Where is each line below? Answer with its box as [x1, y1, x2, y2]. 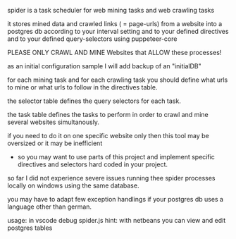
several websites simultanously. [7, 118, 100, 126]
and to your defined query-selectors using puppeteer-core [7, 35, 178, 43]
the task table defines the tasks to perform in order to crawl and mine [7, 111, 209, 118]
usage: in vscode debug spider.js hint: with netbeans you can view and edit [7, 216, 226, 224]
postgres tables [7, 223, 53, 232]
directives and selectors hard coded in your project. [17, 160, 168, 168]
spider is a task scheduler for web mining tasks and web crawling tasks [7, 6, 215, 14]
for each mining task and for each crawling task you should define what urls [7, 75, 228, 84]
